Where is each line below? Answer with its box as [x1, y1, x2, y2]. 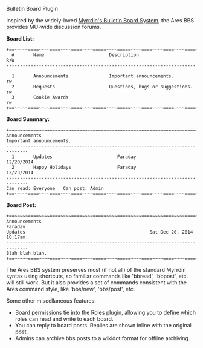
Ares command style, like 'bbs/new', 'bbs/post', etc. [6, 286, 135, 292]
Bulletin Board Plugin [6, 5, 59, 12]
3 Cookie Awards [11, 94, 69, 100]
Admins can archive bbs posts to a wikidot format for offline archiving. [14, 335, 190, 341]
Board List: [6, 35, 34, 42]
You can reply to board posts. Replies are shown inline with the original [14, 322, 192, 329]
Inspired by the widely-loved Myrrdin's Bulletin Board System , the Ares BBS [6, 17, 195, 24]
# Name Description [11, 52, 139, 58]
